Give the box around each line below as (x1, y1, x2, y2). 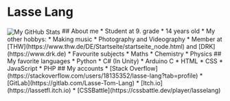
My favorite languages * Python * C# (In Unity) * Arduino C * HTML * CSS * (7, 56, 223, 65)
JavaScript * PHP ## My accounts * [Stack (7, 64, 128, 72)
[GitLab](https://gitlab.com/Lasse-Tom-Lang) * (7, 78, 139, 87)
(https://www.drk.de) (7, 49, 67, 58)
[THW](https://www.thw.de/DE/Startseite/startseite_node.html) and (7, 42, 198, 50)
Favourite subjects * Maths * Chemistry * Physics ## (72, 49, 222, 58)
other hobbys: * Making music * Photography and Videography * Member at (7, 35, 222, 43)
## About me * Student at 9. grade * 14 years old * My (61, 27, 216, 35)
